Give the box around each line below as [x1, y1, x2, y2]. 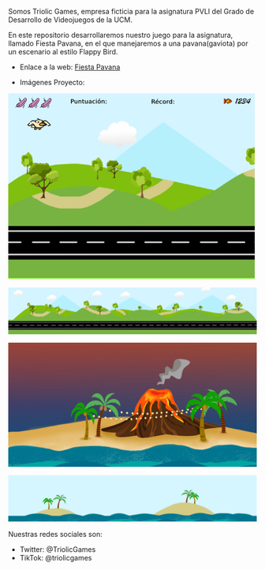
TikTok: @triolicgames [19, 553, 92, 562]
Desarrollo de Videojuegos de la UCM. [8, 15, 132, 24]
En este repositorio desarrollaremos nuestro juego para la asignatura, [8, 31, 233, 39]
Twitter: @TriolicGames [19, 545, 96, 554]
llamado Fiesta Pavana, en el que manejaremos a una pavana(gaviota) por [8, 39, 248, 48]
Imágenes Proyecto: [19, 78, 85, 87]
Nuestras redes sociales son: [8, 530, 103, 538]
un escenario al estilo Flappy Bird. [8, 47, 118, 56]
